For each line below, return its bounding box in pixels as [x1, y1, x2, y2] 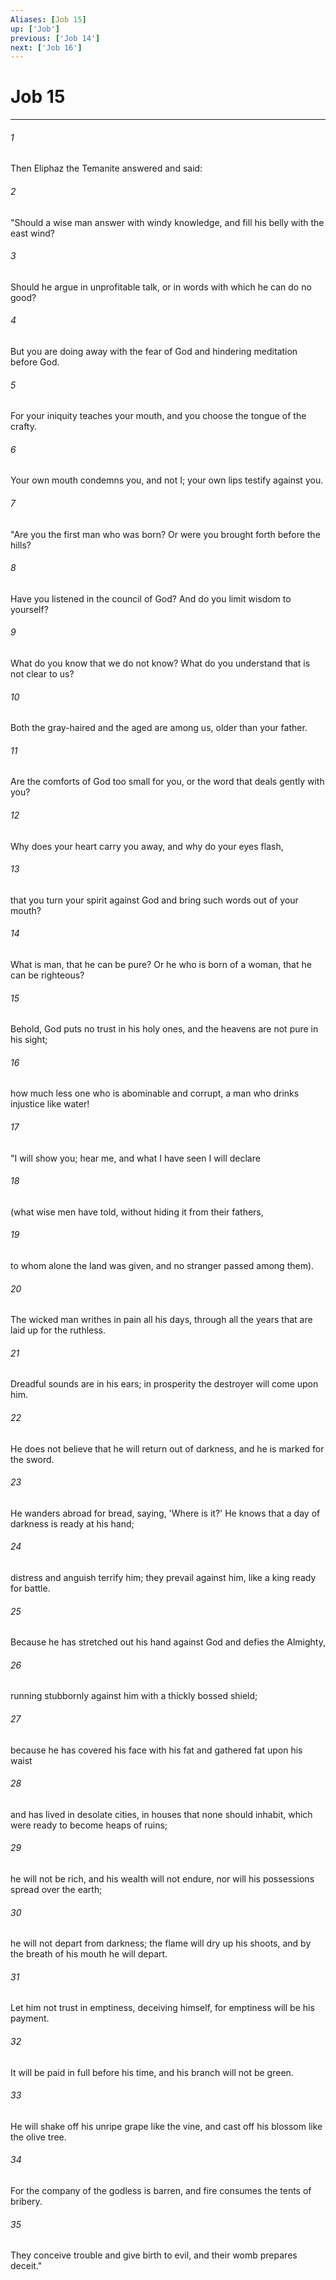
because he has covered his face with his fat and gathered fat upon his [10, 1744, 303, 1756]
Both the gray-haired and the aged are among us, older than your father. [10, 722, 308, 734]
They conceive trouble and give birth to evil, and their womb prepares [10, 2249, 298, 2261]
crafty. [10, 421, 37, 433]
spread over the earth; [10, 1884, 103, 1896]
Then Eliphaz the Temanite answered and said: [10, 162, 203, 175]
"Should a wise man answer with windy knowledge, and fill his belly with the [10, 216, 325, 228]
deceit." [10, 2260, 43, 2272]
